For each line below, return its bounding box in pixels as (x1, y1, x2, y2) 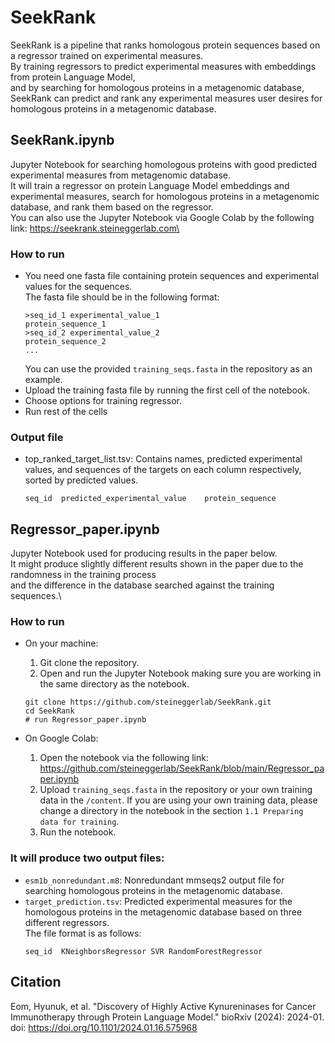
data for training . (39, 816, 120, 828)
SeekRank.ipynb (10, 132, 115, 149)
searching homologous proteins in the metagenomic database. (24, 884, 283, 896)
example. (24, 374, 63, 386)
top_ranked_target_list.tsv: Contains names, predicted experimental (24, 453, 303, 465)
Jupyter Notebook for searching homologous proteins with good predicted (10, 158, 318, 170)
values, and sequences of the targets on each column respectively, (24, 464, 302, 476)
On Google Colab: (24, 732, 99, 745)
